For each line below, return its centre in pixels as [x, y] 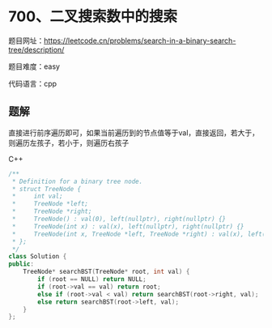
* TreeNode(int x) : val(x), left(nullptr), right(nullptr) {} [128, 226]
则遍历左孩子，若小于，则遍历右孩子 [69, 143]
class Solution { [38, 257]
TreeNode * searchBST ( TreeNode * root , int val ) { [106, 272]
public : [21, 264]
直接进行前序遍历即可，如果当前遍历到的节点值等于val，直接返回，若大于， [134, 132]
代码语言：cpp [33, 83]
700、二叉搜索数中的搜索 [93, 17]
